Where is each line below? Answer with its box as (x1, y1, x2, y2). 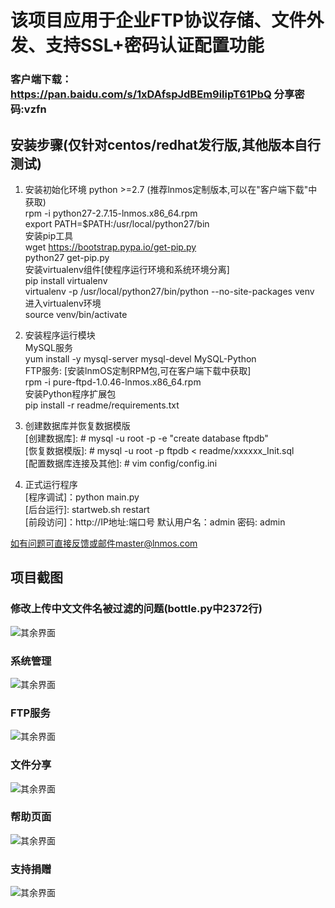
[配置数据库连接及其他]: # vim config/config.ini (24, 457, 218, 469)
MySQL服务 (24, 341, 73, 353)
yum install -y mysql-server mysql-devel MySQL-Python (24, 352, 257, 365)
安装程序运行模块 (24, 329, 96, 341)
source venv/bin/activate (24, 308, 128, 320)
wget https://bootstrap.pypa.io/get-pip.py (24, 241, 197, 253)
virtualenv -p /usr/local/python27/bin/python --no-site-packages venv (24, 285, 315, 297)
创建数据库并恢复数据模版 (24, 419, 131, 431)
